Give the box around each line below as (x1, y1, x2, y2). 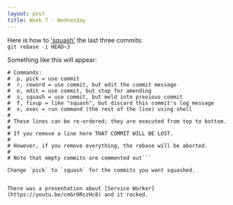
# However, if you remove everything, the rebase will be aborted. (7, 142, 209, 149)
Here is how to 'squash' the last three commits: (7, 36, 143, 44)
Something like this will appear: (7, 55, 97, 63)
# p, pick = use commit (7, 75, 80, 82)
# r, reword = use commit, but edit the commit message (7, 81, 177, 88)
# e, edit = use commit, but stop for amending (7, 87, 152, 94)
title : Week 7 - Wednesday (7, 17, 86, 24)
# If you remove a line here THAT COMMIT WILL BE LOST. (7, 130, 174, 137)
